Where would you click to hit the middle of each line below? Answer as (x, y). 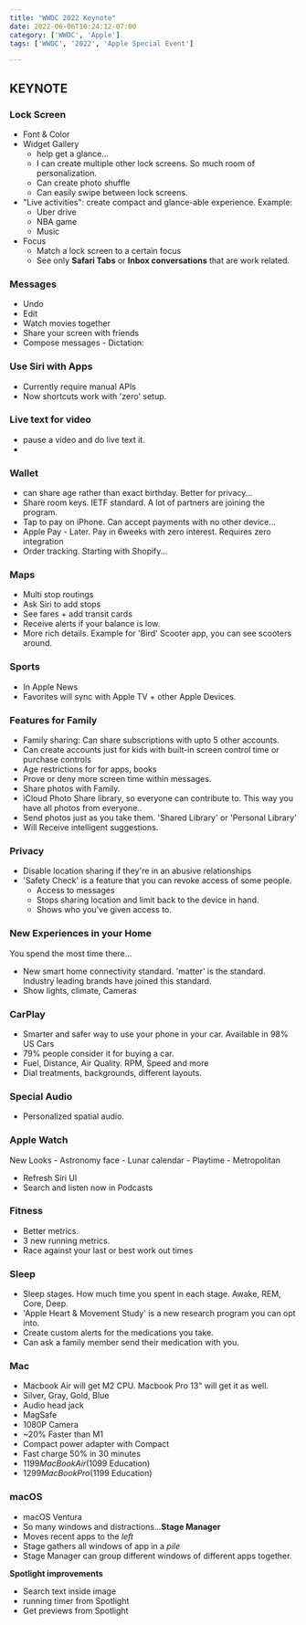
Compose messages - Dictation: (83, 343)
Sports (25, 667)
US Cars (38, 1043)
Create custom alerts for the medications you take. (118, 1333)
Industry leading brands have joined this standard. (117, 981)
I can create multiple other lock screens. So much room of (146, 163)
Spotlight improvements (56, 1573)
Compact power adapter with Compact (96, 1444)
